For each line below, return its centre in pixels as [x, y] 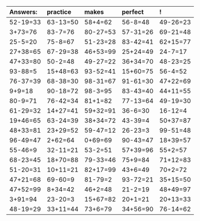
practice [59, 12]
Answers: [23, 12]
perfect [133, 12]
